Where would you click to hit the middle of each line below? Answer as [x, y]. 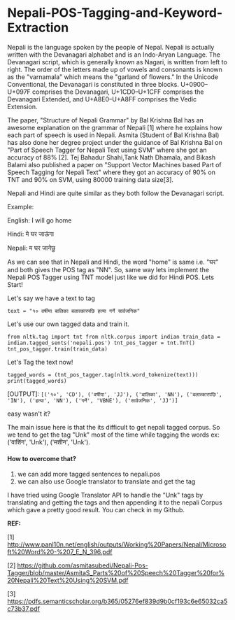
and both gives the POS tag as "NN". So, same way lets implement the [108, 269]
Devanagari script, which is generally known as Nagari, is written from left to [117, 62]
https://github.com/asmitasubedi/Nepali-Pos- [83, 565]
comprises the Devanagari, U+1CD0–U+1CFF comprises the [118, 92]
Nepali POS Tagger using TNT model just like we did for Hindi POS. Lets [111, 277]
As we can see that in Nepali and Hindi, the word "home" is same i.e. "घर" [113, 262]
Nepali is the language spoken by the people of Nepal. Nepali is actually [111, 47]
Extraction [38, 28]
